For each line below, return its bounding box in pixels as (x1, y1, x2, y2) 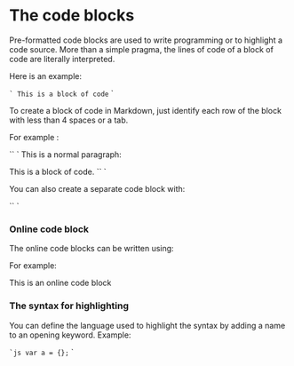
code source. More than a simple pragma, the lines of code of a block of (9, 44, 274, 54)
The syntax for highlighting (9, 299, 130, 312)
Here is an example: (9, 70, 83, 81)
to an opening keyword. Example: (9, 330, 131, 340)
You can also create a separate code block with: (9, 183, 186, 194)
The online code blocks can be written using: (9, 243, 175, 254)
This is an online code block (9, 277, 112, 289)
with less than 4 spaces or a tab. (9, 115, 129, 125)
